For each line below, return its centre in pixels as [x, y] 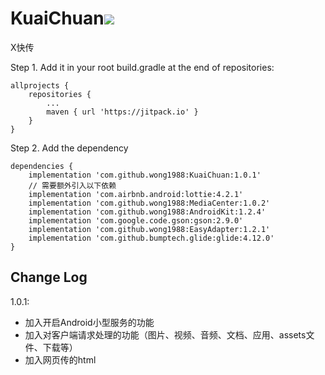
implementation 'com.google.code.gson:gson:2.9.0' [136, 220]
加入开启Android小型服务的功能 [89, 322]
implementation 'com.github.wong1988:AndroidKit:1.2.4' [147, 212]
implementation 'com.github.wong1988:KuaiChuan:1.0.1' [145, 175]
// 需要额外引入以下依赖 [72, 185]
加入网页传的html [60, 359]
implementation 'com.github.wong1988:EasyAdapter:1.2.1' [149, 229]
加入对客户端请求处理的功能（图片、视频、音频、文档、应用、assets [165, 334]
